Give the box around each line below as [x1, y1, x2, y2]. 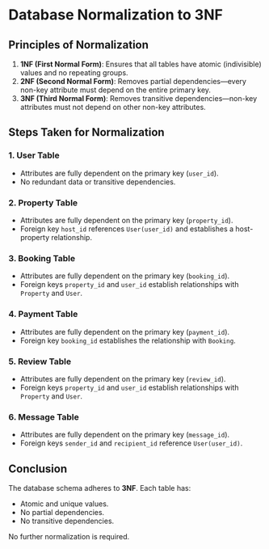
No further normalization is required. [8, 531, 130, 541]
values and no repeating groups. [19, 68, 128, 78]
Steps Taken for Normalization [8, 125, 165, 139]
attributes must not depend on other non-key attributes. [19, 103, 206, 112]
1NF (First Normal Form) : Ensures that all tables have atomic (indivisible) [19, 59, 263, 69]
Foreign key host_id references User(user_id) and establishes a [19, 224, 234, 234]
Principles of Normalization [8, 38, 149, 52]
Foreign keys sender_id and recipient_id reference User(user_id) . [19, 438, 243, 448]
